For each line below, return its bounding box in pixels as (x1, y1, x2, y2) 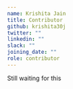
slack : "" (7, 42, 36, 49)
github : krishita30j (7, 23, 67, 30)
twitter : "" (7, 29, 41, 37)
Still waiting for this (7, 74, 62, 82)
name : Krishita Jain (7, 10, 67, 17)
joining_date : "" (7, 49, 57, 56)
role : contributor (7, 55, 60, 62)
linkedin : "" (7, 36, 45, 43)
